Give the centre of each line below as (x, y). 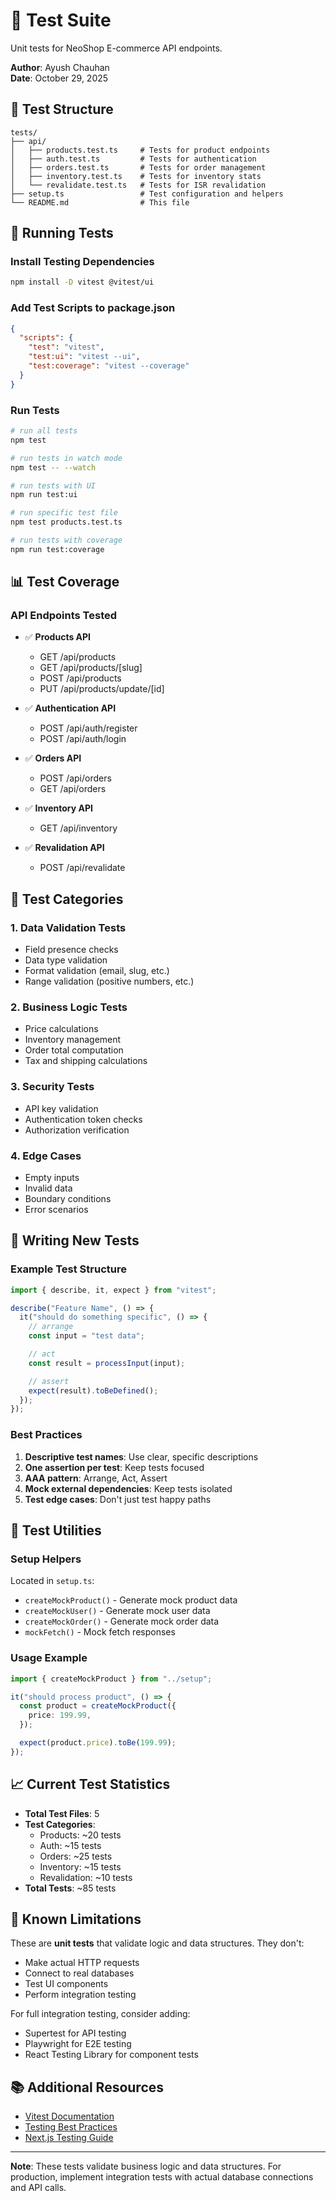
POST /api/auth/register (88, 728)
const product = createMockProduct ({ (98, 1706)
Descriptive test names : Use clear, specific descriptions (141, 1456)
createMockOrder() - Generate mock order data (122, 1621)
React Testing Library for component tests (111, 2055)
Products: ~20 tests (80, 1835)
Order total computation (74, 1050)
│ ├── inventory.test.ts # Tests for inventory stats (136, 176)
